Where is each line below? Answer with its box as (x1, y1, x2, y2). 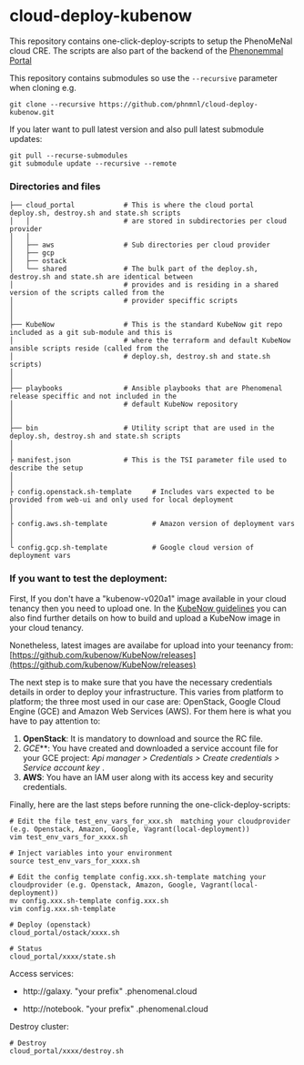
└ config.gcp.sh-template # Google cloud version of (9, 543, 255, 553)
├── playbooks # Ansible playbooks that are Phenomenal (9, 384, 283, 393)
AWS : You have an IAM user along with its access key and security (22, 771, 274, 783)
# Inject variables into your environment (9, 848, 173, 857)
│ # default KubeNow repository (9, 400, 238, 410)
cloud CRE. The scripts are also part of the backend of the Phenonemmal (9, 45, 284, 56)
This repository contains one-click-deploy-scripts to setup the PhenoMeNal (9, 35, 293, 46)
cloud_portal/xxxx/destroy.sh (9, 1046, 125, 1056)
